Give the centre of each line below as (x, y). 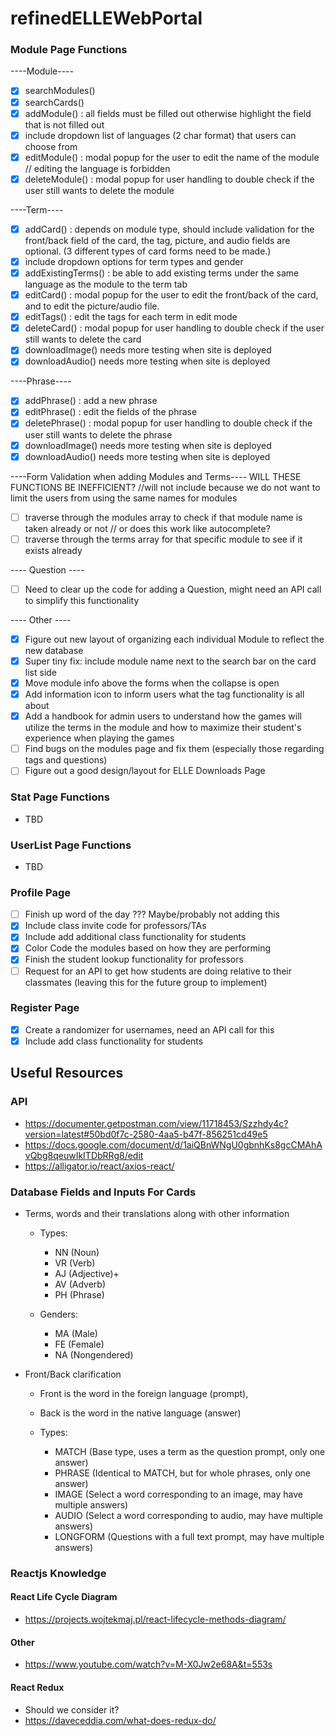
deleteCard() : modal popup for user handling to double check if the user (174, 328)
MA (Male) (76, 1333)
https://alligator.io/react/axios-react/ (99, 1166)
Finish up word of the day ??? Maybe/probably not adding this (152, 914)
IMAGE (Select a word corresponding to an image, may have (179, 1494)
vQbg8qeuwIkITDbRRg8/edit (84, 1155)
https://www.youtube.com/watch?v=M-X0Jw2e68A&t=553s (148, 1664)
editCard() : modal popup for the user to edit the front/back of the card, (171, 295)
